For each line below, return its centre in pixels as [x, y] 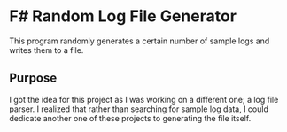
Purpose [33, 78]
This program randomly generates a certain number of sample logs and [140, 41]
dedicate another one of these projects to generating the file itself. [130, 118]
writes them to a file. [47, 50]
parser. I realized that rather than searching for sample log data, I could [139, 109]
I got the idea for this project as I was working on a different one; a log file [144, 99]
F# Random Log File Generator [123, 16]
